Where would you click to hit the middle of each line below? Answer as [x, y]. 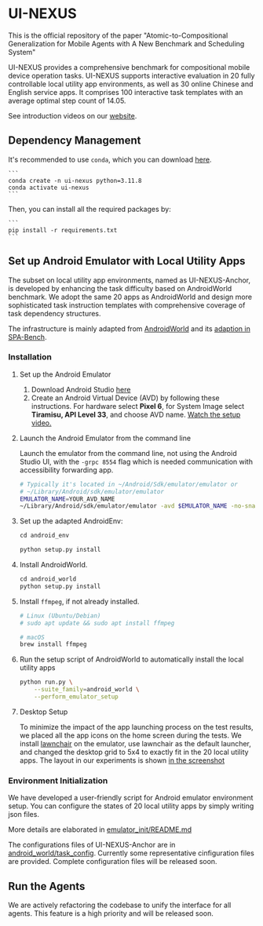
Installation [30, 357]
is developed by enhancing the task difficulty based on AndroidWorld [120, 288]
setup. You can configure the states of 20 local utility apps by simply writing [131, 806]
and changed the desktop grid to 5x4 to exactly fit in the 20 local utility [134, 752]
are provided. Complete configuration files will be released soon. [113, 862]
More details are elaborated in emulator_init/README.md [100, 829]
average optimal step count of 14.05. [67, 100]
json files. [24, 815]
